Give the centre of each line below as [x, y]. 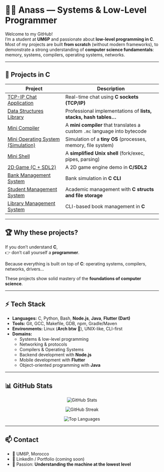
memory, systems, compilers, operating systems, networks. [65, 55]
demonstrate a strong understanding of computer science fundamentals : [80, 49]
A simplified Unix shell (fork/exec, [105, 153]
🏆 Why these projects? [41, 233]
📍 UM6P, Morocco [31, 454]
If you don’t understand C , [31, 247]
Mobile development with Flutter [52, 360]
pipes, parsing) [82, 159]
